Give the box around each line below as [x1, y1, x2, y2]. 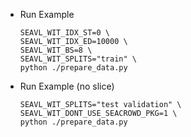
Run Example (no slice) [19, 80, 115, 92]
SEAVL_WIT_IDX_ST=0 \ [19, 28, 110, 38]
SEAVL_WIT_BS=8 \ [19, 45, 93, 55]
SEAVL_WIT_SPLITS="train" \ [19, 54, 137, 64]
